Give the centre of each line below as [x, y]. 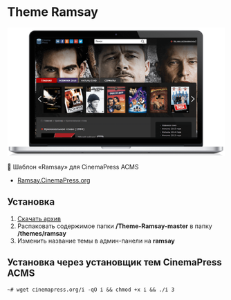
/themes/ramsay [42, 233]
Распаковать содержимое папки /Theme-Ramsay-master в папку [114, 226]
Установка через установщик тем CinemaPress [115, 262]
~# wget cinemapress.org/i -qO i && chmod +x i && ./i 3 [91, 290]
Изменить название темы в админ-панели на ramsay [96, 241]
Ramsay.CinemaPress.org [54, 180]
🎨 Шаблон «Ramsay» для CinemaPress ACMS [73, 167]
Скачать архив [39, 218]
